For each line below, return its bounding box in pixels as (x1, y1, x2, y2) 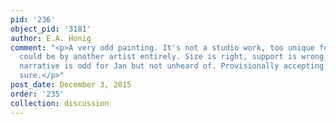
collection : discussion (10, 98, 110, 108)
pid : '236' (10, 14, 56, 25)
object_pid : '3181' (10, 24, 92, 34)
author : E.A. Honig (10, 33, 92, 43)
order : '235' (10, 89, 65, 99)
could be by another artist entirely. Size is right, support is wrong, (19, 52, 329, 62)
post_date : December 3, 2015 (10, 80, 132, 90)
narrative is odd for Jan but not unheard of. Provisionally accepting (19, 61, 325, 71)
